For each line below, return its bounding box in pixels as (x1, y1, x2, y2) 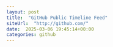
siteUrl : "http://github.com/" (6, 20, 89, 26)
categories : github (6, 32, 56, 38)
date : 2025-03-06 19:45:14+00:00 (6, 26, 95, 32)
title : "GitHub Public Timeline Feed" (6, 15, 108, 21)
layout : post (6, 9, 40, 15)
